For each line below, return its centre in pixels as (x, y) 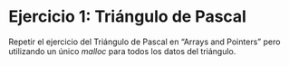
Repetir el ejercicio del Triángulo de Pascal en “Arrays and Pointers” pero (144, 42)
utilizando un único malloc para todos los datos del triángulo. (122, 51)
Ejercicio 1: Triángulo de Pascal (127, 17)
